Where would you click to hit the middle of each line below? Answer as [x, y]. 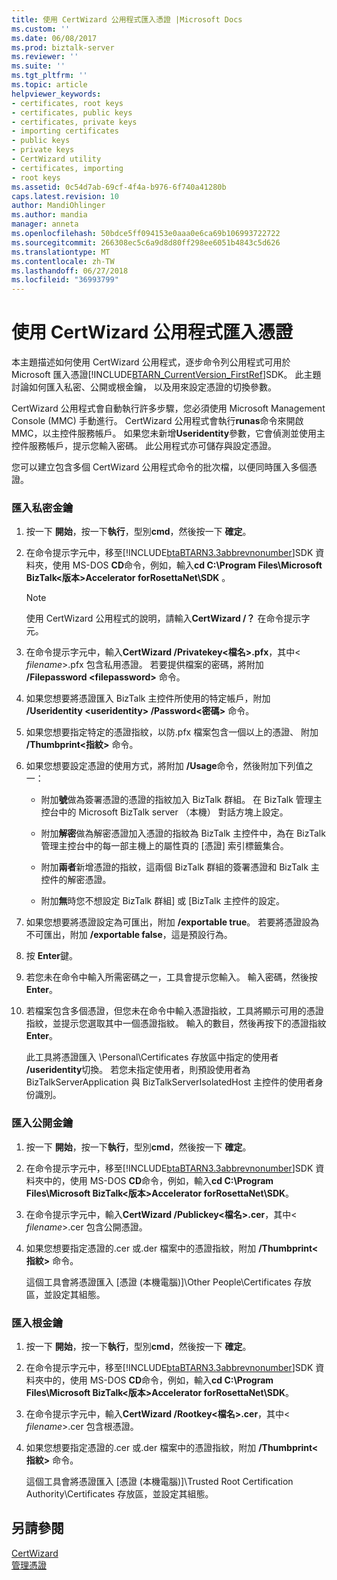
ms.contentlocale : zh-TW [63, 261]
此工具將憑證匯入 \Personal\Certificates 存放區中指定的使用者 [152, 1057]
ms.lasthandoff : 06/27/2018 [70, 271]
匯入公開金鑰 [42, 1123]
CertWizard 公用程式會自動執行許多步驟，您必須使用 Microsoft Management [168, 408]
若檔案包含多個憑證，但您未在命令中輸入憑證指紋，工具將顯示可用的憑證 [174, 1011]
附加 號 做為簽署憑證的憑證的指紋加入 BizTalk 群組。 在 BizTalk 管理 [177, 800]
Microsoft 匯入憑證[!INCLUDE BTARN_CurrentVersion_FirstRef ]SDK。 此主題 [166, 375]
